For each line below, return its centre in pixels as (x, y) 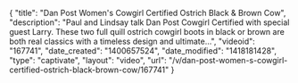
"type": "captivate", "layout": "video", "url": (88, 60)
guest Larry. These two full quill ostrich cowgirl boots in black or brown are (147, 32)
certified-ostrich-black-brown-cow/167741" (89, 70)
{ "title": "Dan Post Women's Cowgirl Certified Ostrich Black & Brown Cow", (148, 13)
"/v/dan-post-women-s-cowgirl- (228, 60)
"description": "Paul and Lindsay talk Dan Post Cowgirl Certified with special (149, 22)
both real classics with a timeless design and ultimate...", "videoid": (132, 41)
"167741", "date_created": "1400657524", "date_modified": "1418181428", (143, 51)
